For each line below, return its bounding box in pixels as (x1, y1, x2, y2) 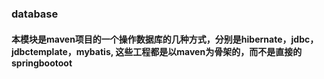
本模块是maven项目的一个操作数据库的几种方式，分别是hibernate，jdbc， (11, 33, 319, 45)
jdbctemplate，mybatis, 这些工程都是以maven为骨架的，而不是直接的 (11, 45, 303, 57)
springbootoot (11, 57, 73, 69)
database (11, 7, 59, 21)
